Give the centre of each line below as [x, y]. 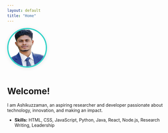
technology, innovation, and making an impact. [55, 110]
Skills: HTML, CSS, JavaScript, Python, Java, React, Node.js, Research [87, 120]
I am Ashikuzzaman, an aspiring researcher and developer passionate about [85, 105]
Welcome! [29, 91]
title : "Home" [22, 16]
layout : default [24, 10]
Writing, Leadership [35, 125]
